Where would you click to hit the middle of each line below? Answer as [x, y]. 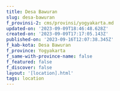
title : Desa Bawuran [32, 12]
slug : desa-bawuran [31, 17]
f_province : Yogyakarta [36, 51]
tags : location [25, 78]
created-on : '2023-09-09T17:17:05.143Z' [58, 34]
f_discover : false [29, 67]
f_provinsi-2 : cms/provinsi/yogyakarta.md [60, 23]
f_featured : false [29, 62]
